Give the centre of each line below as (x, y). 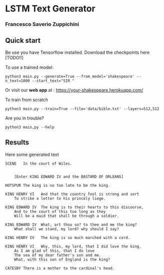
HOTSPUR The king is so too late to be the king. (58, 185)
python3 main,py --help (30, 127)
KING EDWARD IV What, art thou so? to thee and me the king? (71, 225)
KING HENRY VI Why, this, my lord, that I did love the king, (73, 246)
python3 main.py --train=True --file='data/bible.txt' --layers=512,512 (82, 109)
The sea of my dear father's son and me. (58, 255)
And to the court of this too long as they (60, 211)
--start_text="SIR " (53, 81)
